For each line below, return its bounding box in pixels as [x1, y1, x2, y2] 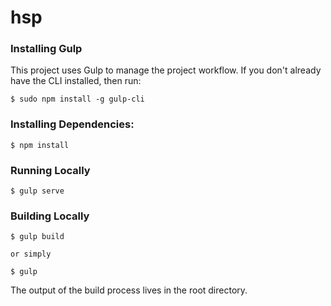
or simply [10, 249, 52, 260]
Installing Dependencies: [10, 117, 135, 131]
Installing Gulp [10, 42, 83, 56]
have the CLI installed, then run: [10, 75, 142, 87]
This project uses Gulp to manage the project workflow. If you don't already [10, 64, 322, 76]
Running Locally [10, 163, 91, 177]
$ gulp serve [10, 186, 65, 196]
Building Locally [10, 209, 90, 223]
